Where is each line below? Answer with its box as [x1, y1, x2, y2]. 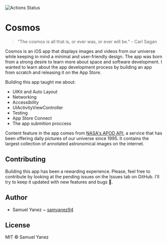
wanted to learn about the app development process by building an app [5, 64, 152, 70]
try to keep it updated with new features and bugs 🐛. [5, 179, 113, 185]
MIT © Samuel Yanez [5, 234, 49, 240]
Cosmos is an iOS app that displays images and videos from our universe [5, 48, 156, 54]
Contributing [5, 155, 46, 164]
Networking [12, 94, 37, 100]
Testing [12, 110, 28, 116]
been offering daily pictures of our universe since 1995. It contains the [5, 135, 149, 141]
